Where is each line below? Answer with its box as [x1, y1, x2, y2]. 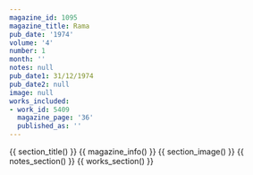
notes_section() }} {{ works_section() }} [9, 156, 154, 166]
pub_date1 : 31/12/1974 [9, 72, 94, 81]
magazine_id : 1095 [9, 13, 78, 22]
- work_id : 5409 [9, 105, 70, 114]
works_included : [9, 96, 70, 106]
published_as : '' [17, 122, 82, 131]
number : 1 [9, 47, 46, 56]
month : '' [9, 55, 46, 64]
